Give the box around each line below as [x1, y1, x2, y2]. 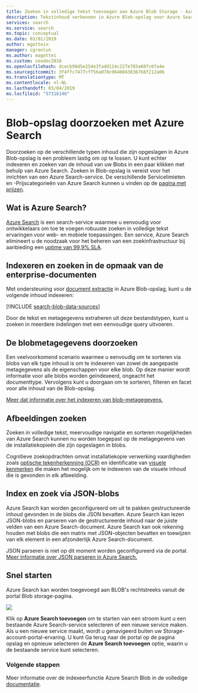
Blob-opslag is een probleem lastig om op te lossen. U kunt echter [6, 154, 167, 161]
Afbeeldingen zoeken [6, 413, 87, 423]
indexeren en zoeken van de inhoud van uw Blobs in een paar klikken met [6, 160, 184, 168]
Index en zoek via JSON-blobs [6, 489, 120, 499]
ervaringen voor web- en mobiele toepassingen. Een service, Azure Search [6, 231, 189, 238]
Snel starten [6, 570, 52, 580]
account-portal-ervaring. [6, 633, 67, 641]
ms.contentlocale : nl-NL [6, 80, 67, 86]
